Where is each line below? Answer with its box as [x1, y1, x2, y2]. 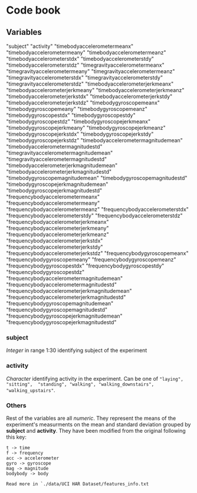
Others [6, 401, 27, 409]
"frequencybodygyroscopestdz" [6, 269, 85, 275]
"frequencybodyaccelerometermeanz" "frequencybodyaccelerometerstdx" [6, 206, 189, 213]
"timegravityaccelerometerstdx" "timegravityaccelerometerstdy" [6, 74, 163, 81]
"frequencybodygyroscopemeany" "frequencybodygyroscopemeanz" [6, 256, 176, 263]
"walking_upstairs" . [6, 386, 55, 393]
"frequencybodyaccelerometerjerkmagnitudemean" [6, 288, 132, 294]
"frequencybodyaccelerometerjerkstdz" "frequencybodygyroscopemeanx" [6, 250, 189, 257]
